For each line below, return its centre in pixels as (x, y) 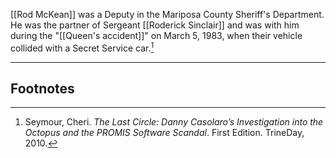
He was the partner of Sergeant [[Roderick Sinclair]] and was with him (155, 25)
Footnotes (42, 89)
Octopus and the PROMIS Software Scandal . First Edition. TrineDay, (164, 133)
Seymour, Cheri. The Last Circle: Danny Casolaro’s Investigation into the (174, 122)
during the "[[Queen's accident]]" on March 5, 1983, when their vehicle (156, 35)
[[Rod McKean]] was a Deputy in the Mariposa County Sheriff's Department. (167, 14)
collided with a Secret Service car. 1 (82, 47)
